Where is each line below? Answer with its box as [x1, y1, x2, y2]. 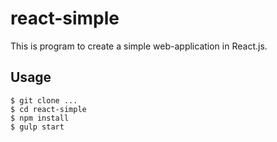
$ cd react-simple [10, 104, 87, 114]
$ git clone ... [10, 95, 78, 106]
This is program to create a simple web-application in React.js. [10, 40, 268, 52]
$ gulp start [10, 122, 65, 132]
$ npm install [10, 113, 70, 123]
